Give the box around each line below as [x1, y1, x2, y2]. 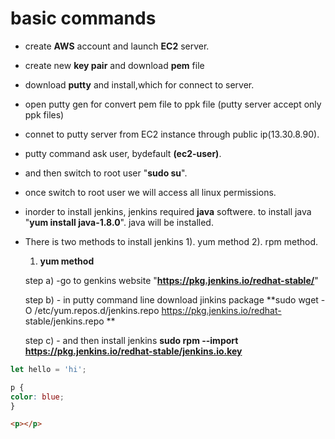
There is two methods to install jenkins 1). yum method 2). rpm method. [24, 235, 319, 247]
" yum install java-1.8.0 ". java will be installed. [24, 216, 214, 228]
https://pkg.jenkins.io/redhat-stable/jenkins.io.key [24, 345, 243, 357]
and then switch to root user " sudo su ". [24, 167, 188, 179]
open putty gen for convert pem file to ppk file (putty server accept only [24, 98, 322, 110]
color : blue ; [10, 392, 65, 402]
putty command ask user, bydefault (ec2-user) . [24, 147, 222, 159]
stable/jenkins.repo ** [24, 315, 116, 327]
